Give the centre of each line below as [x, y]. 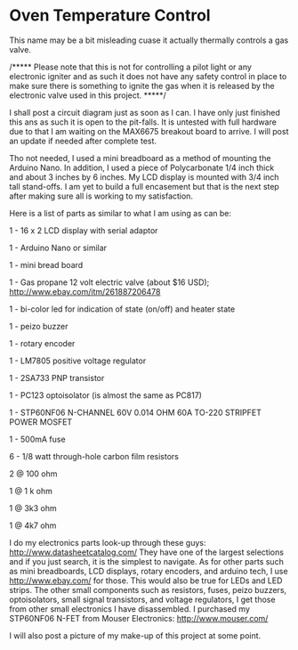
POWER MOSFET [41, 422]
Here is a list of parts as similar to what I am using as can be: [120, 213]
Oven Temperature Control [110, 16]
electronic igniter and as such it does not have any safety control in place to [148, 76]
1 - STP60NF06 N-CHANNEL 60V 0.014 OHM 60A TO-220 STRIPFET [136, 412]
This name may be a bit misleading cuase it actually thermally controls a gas [149, 40]
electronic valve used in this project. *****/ [88, 95]
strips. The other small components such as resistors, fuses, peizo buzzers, [148, 589]
